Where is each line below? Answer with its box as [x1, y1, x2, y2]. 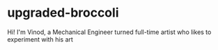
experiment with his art [7, 35, 73, 43]
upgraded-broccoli [7, 5, 119, 21]
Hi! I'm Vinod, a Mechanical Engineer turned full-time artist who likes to [7, 28, 212, 36]
